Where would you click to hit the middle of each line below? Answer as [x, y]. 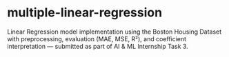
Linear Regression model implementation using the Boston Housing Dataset [114, 32]
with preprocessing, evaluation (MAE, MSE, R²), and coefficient [97, 38]
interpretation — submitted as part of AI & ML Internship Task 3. [98, 46]
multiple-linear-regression [85, 13]
